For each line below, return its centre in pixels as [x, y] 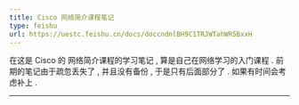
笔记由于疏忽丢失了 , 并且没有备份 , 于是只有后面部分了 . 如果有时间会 [151, 71]
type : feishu [33, 26]
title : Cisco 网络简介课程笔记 [62, 17]
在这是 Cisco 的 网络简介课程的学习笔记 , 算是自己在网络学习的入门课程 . [141, 61]
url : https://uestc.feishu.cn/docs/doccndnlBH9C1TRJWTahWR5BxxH [131, 34]
